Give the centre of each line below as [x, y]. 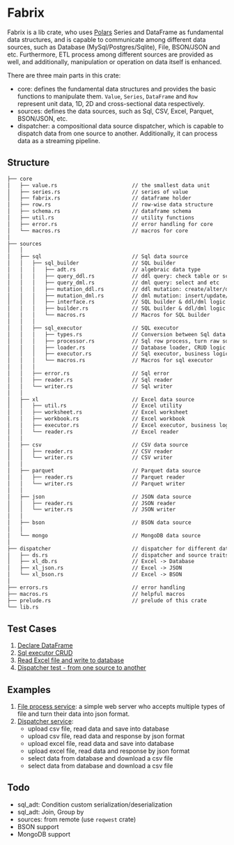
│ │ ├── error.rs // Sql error [88, 373]
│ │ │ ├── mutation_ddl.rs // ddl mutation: [95, 289]
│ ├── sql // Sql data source [98, 257]
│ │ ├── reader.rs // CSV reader [90, 451]
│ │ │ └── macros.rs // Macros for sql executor [110, 361]
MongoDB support [44, 834]
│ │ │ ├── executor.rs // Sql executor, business [109, 354]
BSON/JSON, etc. [42, 118]
